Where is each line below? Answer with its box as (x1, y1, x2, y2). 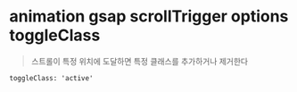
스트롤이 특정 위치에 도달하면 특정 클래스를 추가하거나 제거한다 (30, 55, 248, 66)
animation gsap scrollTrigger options (9, 6, 289, 27)
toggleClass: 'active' (9, 73, 94, 82)
